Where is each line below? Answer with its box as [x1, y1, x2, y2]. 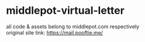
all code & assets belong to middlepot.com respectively [6, 23, 140, 30]
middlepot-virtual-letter [6, 4, 125, 17]
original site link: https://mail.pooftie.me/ [6, 29, 103, 36]
